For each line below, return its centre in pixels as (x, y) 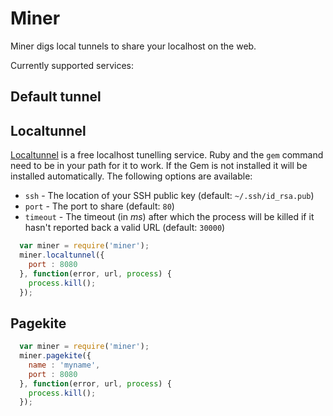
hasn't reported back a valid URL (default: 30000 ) (125, 228)
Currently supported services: (72, 65)
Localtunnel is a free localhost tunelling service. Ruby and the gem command (167, 155)
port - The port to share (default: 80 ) (99, 206)
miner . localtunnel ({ (62, 255)
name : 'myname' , (64, 365)
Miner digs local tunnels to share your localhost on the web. (133, 46)
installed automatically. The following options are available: (131, 176)
